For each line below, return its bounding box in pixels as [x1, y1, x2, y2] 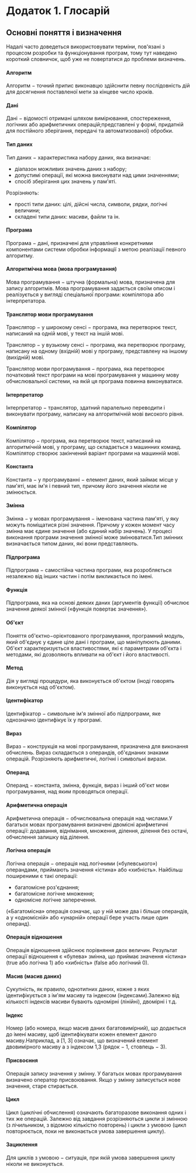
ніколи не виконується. [6, 1161, 64, 1168]
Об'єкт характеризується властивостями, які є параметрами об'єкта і [6, 645, 182, 652]
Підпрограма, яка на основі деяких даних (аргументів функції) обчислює [6, 599, 190, 606]
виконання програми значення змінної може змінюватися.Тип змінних [6, 534, 183, 541]
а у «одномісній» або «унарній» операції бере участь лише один [6, 914, 169, 921]
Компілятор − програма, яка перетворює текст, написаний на [6, 437, 161, 444]
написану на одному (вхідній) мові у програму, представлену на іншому [6, 348, 188, 355]
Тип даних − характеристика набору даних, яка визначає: [6, 154, 151, 161]
